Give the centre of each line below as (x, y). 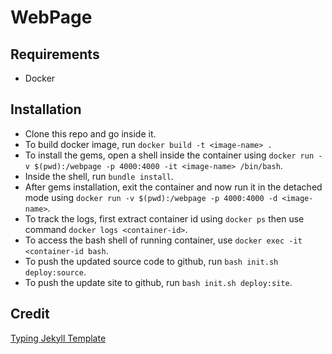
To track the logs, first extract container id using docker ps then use (164, 218)
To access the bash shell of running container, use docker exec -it (163, 240)
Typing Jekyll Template (58, 338)
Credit (30, 314)
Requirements (55, 54)
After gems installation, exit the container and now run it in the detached (173, 187)
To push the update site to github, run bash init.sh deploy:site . (158, 282)
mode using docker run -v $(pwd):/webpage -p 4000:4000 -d (151, 197)
